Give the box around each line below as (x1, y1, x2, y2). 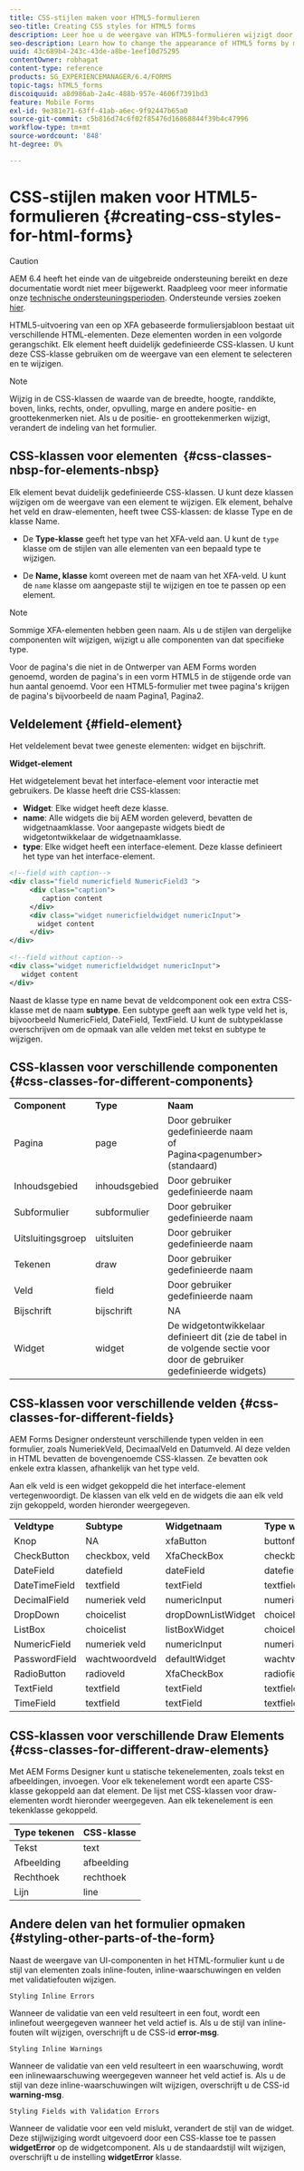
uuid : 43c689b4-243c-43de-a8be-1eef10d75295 (9, 47, 180, 56)
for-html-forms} (9, 225, 134, 246)
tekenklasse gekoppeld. (9, 1804, 99, 1815)
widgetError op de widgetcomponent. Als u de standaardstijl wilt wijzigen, (9, 2142, 287, 2153)
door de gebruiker (166, 1354, 244, 1366)
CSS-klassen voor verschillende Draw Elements (9, 1727, 285, 1743)
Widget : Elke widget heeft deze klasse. (22, 803, 169, 814)
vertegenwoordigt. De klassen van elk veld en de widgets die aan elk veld (9, 1490, 283, 1501)
